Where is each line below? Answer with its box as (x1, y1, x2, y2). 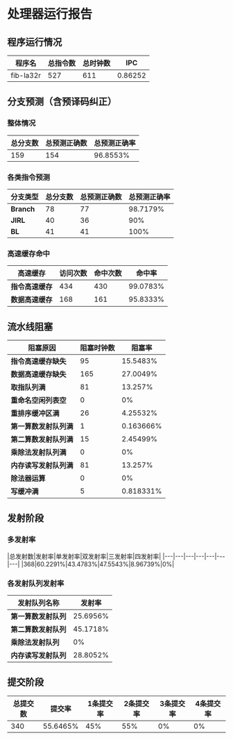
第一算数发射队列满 (10, 421, 74, 431)
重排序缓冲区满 (10, 409, 60, 419)
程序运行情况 (7, 36, 62, 48)
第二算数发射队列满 (10, 435, 74, 444)
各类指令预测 (7, 172, 51, 182)
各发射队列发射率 (7, 578, 64, 588)
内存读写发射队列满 (10, 461, 74, 471)
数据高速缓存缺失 (10, 369, 67, 379)
